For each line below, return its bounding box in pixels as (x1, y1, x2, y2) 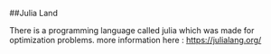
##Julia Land (9, 8, 59, 18)
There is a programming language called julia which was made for (9, 25, 255, 35)
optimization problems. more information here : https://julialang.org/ (9, 35, 262, 45)
